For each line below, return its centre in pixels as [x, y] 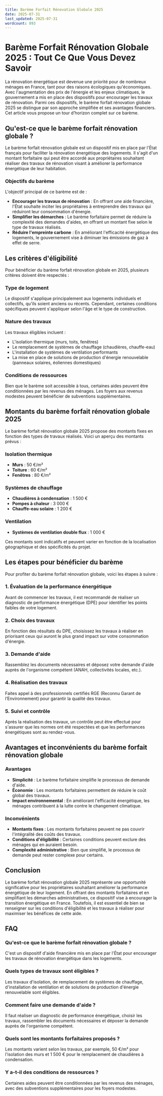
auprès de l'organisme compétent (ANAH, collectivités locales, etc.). [73, 670]
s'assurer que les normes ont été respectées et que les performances [75, 727]
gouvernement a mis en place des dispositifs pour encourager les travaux [79, 97]
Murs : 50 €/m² [27, 465]
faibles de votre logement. [31, 607]
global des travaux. [31, 795]
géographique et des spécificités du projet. [48, 547]
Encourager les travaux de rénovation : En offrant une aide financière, [83, 201]
